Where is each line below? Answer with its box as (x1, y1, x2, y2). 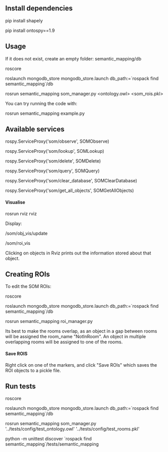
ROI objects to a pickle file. (5, 367, 61, 373)
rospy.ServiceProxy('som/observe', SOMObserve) (5, 138, 110, 144)
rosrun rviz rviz (5, 210, 37, 216)
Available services (5, 125, 65, 134)
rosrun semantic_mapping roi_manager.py (5, 318, 93, 325)
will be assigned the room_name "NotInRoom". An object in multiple (5, 334, 146, 340)
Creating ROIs (5, 270, 50, 279)
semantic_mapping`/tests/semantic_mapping (5, 441, 99, 447)
